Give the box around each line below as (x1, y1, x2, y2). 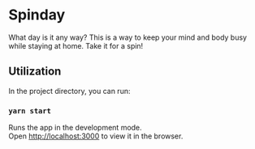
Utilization (8, 65, 62, 79)
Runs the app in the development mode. (8, 123, 142, 133)
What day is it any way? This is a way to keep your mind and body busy (8, 32, 248, 42)
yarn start (8, 106, 51, 115)
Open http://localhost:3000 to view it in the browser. (8, 131, 184, 141)
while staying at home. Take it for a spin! (8, 40, 144, 50)
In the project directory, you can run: (8, 86, 131, 96)
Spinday (8, 6, 66, 24)
